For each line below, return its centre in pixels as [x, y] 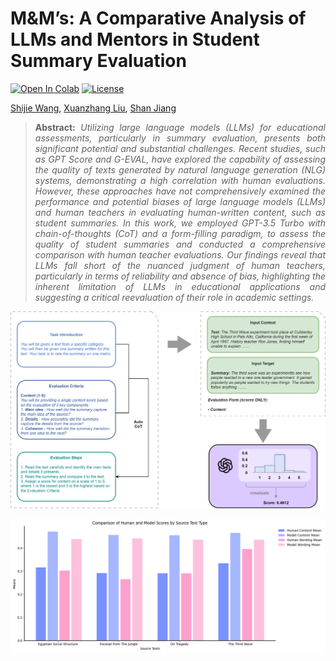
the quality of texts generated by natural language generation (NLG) [180, 169]
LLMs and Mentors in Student [135, 39]
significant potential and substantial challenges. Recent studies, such [180, 148]
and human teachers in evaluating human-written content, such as [180, 212]
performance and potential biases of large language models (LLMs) [180, 201]
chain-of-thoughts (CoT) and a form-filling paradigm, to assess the [180, 233]
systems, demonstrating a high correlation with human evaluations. [180, 180]
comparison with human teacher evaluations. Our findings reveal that [180, 254]
